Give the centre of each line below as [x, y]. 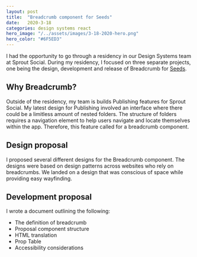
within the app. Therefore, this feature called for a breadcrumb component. [98, 126]
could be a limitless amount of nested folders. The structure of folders [91, 114]
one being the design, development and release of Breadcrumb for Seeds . [97, 68]
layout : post [22, 12]
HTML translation [36, 235]
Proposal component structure [52, 229]
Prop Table [28, 242]
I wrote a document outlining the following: [58, 211]
